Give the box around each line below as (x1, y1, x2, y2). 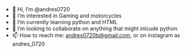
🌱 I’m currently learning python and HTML (12, 19, 118, 25)
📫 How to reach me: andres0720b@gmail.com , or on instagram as (12, 32, 181, 39)
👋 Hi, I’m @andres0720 (12, 6, 70, 13)
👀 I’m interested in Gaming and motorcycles (12, 12, 122, 19)
